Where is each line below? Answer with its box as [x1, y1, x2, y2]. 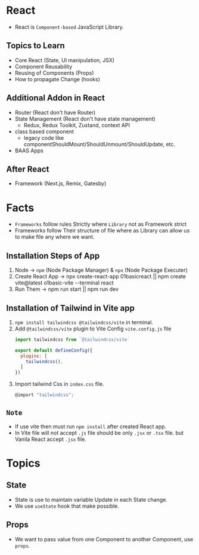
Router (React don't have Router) [14, 109, 96, 116]
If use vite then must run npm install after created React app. [14, 422, 167, 430]
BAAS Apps [14, 147, 43, 154]
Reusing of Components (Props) [14, 69, 94, 76]
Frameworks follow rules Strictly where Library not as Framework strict [14, 220, 187, 228]
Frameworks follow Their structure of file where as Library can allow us [14, 227, 190, 234]
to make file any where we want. [14, 234, 95, 241]
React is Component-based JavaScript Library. [14, 23, 124, 30]
